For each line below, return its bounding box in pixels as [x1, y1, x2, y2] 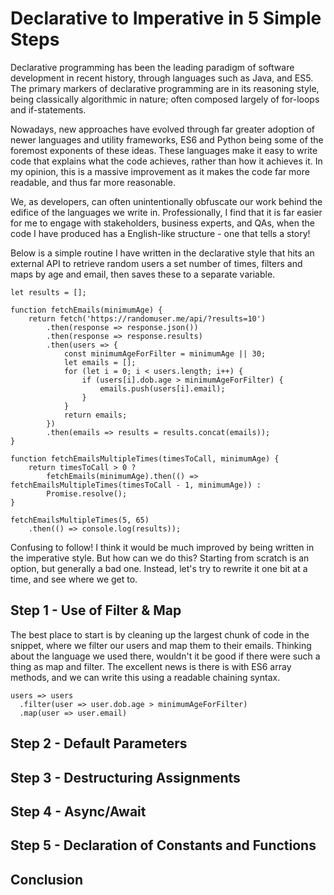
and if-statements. [10, 103, 87, 116]
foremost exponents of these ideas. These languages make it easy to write [10, 144, 318, 156]
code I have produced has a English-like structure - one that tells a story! [10, 227, 311, 239]
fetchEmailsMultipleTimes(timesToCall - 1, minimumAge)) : [10, 480, 262, 490]
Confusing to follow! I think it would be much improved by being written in [10, 541, 315, 553]
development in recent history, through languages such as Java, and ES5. [10, 72, 314, 84]
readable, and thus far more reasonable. [10, 176, 176, 188]
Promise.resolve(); [46, 488, 128, 499]
